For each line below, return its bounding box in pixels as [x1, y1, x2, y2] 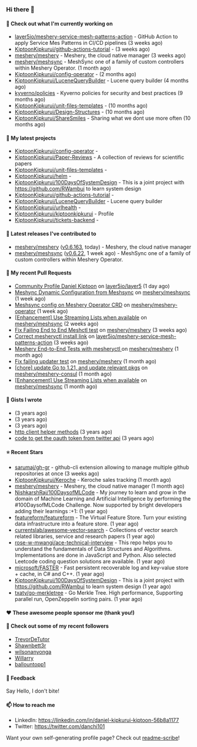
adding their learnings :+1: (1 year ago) [14, 508, 108, 515]
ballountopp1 [14, 661, 46, 668]
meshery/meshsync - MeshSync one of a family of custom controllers [14, 58, 184, 66]
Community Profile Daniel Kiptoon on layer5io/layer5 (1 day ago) [14, 282, 170, 289]
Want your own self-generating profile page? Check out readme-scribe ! [6, 735, 180, 742]
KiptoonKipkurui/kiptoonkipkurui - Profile [14, 210, 114, 217]
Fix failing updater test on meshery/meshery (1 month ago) [14, 357, 157, 365]
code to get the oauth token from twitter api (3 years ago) [14, 434, 155, 442]
